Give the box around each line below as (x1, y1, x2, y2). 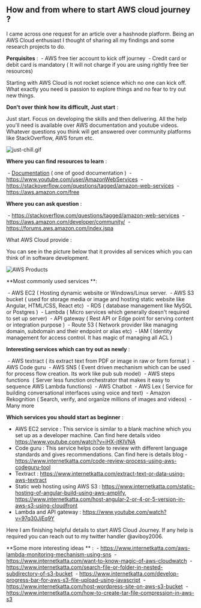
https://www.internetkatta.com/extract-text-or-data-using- (40, 470, 185, 477)
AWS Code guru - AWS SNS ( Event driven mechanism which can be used (6, 363, 191, 370)
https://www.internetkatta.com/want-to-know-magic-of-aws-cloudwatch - (6, 557, 193, 564)
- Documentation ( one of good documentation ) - (7, 169, 132, 176)
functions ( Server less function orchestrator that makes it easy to (6, 376, 170, 384)
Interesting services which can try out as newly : (6, 345, 130, 352)
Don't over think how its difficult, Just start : (6, 103, 119, 111)
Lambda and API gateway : (14, 508, 82, 515)
